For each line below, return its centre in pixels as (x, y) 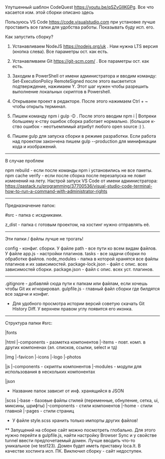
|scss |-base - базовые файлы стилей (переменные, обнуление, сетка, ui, (82, 400)
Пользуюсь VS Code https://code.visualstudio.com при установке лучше (80, 22)
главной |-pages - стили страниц (40, 411)
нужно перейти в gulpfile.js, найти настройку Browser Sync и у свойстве (81, 435)
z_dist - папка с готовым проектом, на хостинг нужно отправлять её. (78, 225)
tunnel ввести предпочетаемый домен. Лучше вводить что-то (70, 440)
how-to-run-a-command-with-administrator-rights (56, 191)
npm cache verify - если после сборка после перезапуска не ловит (76, 175)
